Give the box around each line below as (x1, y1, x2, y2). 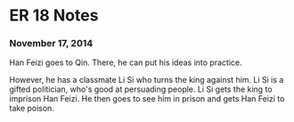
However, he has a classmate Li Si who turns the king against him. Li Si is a (9, 75, 284, 85)
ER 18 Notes (9, 5, 99, 26)
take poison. (9, 103, 55, 114)
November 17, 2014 (9, 37, 94, 50)
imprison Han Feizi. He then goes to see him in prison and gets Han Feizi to (9, 94, 285, 104)
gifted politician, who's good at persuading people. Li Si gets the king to (9, 84, 273, 94)
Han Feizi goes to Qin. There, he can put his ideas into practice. (9, 57, 242, 68)
